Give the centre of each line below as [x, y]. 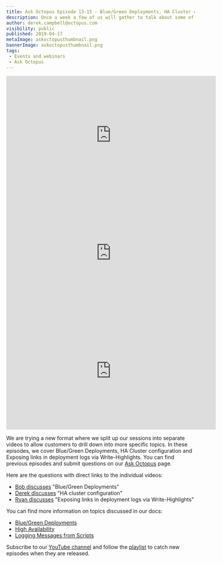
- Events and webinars [37, 56]
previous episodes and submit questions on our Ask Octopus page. [89, 463]
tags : [13, 51]
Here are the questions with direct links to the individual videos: [84, 475]
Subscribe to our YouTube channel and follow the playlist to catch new [93, 547]
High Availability [35, 529]
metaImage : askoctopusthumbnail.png [52, 40]
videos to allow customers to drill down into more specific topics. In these [97, 444]
